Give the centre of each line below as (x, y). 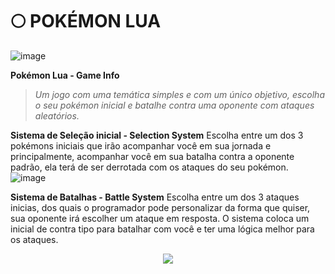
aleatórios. (57, 115)
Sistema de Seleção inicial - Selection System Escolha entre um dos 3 (157, 135)
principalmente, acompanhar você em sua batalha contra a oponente (152, 156)
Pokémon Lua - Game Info (65, 75)
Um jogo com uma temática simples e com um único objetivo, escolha (179, 94)
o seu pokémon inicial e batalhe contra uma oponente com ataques (174, 105)
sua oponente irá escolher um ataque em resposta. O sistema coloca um (160, 218)
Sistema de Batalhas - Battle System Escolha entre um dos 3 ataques (155, 197)
